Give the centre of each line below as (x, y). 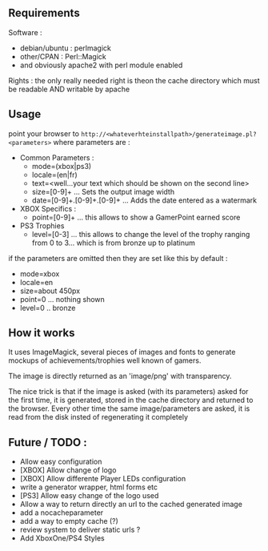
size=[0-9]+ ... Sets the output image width (103, 191)
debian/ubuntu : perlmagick (66, 48)
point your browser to (44, 133)
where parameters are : (92, 142)
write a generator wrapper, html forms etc (89, 487)
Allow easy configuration (61, 462)
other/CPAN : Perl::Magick (63, 56)
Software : (25, 32)
